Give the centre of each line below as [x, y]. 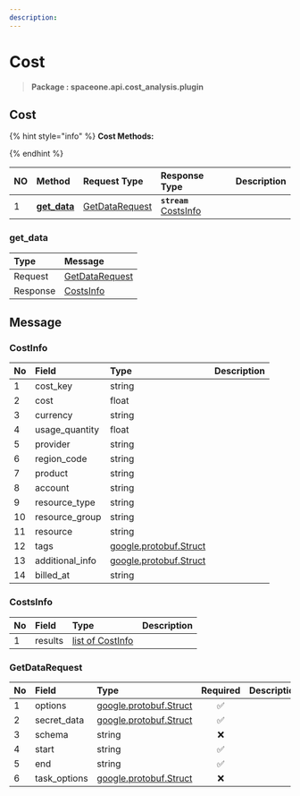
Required [221, 690]
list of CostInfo [103, 640]
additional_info [66, 561]
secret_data [60, 720]
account [52, 488]
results [50, 640]
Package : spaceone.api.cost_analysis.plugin [117, 87]
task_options [62, 778]
